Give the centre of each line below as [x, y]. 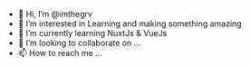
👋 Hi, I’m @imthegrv [55, 14]
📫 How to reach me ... [60, 53]
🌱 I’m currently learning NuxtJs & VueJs [92, 33]
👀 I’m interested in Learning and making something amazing [130, 24]
